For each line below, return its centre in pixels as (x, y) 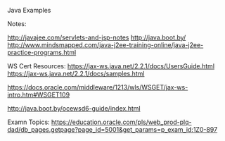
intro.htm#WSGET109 (39, 95)
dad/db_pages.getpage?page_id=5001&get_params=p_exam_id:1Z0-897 (112, 129)
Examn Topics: (29, 122)
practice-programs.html (42, 53)
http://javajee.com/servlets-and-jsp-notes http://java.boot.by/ (97, 37)
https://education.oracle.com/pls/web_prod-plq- (122, 122)
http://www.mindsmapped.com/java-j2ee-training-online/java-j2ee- (105, 45)
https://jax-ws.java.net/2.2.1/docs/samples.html (76, 74)
